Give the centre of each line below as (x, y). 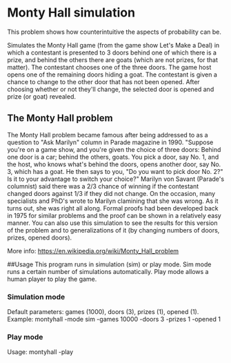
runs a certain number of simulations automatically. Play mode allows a (108, 271)
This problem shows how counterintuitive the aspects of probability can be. (114, 32)
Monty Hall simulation (71, 13)
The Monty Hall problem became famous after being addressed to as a (108, 135)
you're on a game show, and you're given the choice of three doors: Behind (114, 149)
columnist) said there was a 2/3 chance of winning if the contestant (103, 186)
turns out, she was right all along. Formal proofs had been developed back (113, 208)
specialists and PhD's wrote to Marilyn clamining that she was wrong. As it (113, 201)
